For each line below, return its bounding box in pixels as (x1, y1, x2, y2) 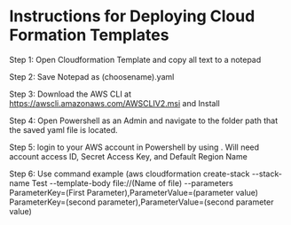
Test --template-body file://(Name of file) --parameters (31, 177, 233, 188)
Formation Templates (9, 25, 169, 45)
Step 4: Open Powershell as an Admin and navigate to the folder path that (9, 115, 279, 126)
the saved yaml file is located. (9, 124, 118, 135)
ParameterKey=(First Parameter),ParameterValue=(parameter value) (9, 187, 259, 198)
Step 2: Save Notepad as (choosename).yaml (9, 71, 175, 81)
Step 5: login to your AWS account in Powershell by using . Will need (9, 142, 260, 152)
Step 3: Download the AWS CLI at (9, 89, 131, 99)
